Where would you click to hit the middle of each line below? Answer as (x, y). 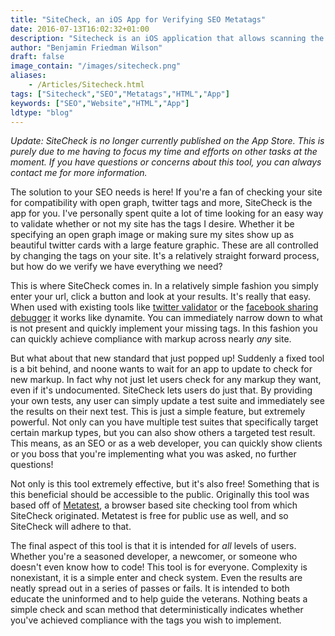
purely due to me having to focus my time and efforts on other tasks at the (164, 152)
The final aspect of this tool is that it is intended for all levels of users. (153, 546)
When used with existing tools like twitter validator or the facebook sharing (164, 307)
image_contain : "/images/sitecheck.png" (96, 66)
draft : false (37, 57)
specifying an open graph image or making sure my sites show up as (152, 235)
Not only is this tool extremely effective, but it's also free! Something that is (165, 484)
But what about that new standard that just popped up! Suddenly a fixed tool (167, 358)
